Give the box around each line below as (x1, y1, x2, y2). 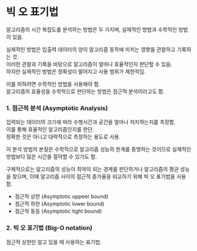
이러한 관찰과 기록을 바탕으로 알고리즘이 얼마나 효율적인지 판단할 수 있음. (6, 60, 172, 68)
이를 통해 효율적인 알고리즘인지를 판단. (6, 126, 94, 133)
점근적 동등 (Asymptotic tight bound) (14, 207, 102, 215)
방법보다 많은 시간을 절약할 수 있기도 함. (6, 153, 97, 160)
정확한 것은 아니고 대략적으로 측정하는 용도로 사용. (6, 133, 121, 140)
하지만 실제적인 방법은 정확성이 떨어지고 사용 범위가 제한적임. (6, 68, 146, 75)
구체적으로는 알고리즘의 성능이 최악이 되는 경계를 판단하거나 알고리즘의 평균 (6, 166, 179, 173)
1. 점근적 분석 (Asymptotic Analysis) (6, 104, 108, 112)
